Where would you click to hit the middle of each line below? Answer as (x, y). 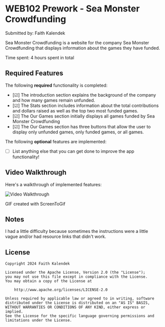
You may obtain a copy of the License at (49, 281)
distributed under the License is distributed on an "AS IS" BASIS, (78, 303)
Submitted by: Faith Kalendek (35, 33)
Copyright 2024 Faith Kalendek (38, 264)
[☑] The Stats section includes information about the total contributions (85, 106)
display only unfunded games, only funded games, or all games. (78, 132)
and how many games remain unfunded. (54, 100)
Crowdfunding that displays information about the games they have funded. (83, 48)
